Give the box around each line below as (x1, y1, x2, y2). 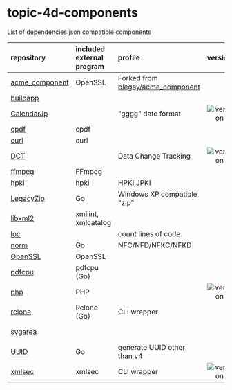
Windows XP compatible (117, 189, 198, 199)
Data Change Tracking (117, 151, 191, 161)
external (75, 53, 104, 62)
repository (10, 53, 46, 62)
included (75, 44, 106, 53)
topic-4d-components (7, 5, 138, 21)
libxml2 (10, 213, 35, 223)
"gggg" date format (117, 109, 182, 118)
